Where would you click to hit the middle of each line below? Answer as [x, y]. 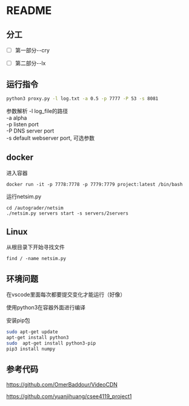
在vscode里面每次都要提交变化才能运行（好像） [66, 295]
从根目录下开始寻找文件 [35, 247]
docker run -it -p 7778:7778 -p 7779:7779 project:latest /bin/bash [94, 184]
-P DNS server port [30, 131]
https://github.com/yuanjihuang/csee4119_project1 [69, 396]
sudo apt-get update [32, 332]
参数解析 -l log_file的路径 [37, 111]
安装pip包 [18, 320]
